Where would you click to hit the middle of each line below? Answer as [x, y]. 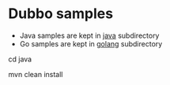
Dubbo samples [60, 14]
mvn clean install [36, 74]
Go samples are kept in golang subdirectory [91, 43]
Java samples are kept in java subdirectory [89, 35]
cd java [20, 59]
